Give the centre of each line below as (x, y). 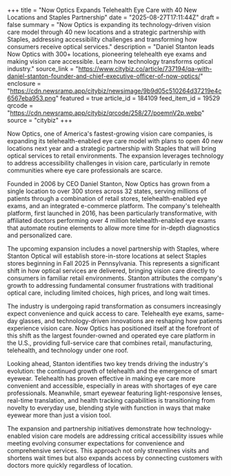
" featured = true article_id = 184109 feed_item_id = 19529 (138, 98)
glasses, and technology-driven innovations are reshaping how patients (121, 321)
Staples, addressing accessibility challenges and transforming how (102, 39)
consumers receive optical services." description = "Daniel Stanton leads (111, 47)
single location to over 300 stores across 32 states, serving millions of (107, 191)
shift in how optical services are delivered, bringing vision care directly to (111, 271)
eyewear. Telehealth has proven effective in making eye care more (101, 378)
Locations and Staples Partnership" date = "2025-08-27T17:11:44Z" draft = (113, 17)
